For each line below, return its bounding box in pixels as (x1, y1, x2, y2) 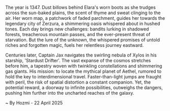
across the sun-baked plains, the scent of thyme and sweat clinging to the (5, 10, 161, 16)
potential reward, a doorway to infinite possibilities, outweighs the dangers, (5, 85, 163, 91)
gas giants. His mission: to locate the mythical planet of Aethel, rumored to (5, 68, 162, 74)
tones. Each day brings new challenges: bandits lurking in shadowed (5, 26, 149, 32)
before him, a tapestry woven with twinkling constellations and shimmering (5, 63, 162, 69)
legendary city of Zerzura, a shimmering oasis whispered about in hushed (5, 20, 160, 26)
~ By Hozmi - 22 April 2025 (5, 100, 63, 106)
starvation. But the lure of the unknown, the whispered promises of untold (5, 37, 160, 43)
